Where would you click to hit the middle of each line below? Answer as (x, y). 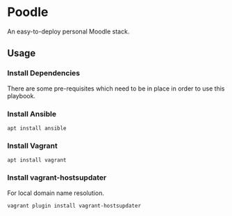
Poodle (28, 12)
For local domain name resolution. (56, 193)
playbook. (22, 95)
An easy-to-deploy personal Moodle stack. (68, 31)
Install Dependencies (44, 73)
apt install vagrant (37, 160)
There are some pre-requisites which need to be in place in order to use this (116, 88)
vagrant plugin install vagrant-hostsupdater (74, 206)
